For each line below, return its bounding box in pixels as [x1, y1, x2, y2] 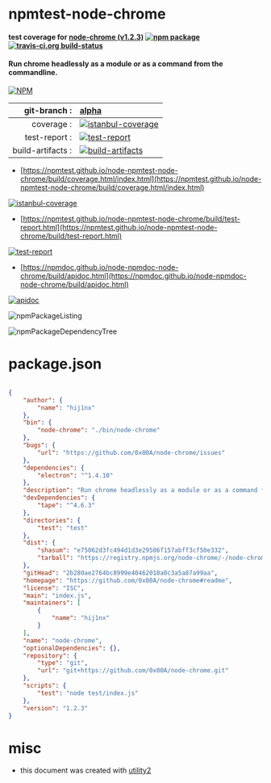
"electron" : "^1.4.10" [37, 471, 114, 479]
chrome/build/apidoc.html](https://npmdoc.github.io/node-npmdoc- [19, 271, 248, 280]
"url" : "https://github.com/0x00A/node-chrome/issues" [37, 448, 226, 457]
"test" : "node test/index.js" [37, 688, 139, 697]
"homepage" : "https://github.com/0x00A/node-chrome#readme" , [23, 576, 232, 584]
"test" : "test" [37, 524, 89, 532]
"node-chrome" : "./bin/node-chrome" [37, 426, 161, 435]
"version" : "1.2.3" [23, 704, 89, 712]
